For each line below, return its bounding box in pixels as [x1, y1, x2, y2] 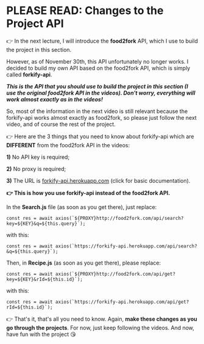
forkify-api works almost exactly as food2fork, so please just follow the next [6, 114, 197, 121]
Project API [6, 16, 64, 31]
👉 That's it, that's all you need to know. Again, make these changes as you [6, 315, 197, 323]
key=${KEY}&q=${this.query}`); [6, 221, 86, 227]
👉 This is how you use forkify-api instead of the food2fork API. [6, 189, 171, 196]
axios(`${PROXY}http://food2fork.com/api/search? [55, 215, 184, 221]
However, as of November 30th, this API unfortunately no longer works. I [6, 57, 189, 65]
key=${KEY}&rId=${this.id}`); [6, 276, 83, 282]
